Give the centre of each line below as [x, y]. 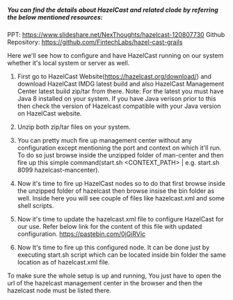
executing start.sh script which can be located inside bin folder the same [121, 255]
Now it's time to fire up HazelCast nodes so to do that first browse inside [121, 183]
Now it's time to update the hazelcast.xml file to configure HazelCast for [120, 219]
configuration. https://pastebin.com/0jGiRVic [81, 234]
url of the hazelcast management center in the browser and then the [105, 283]
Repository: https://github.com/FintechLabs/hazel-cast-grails [95, 42]
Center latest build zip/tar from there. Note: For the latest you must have [120, 91]
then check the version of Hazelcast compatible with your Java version [119, 106]
